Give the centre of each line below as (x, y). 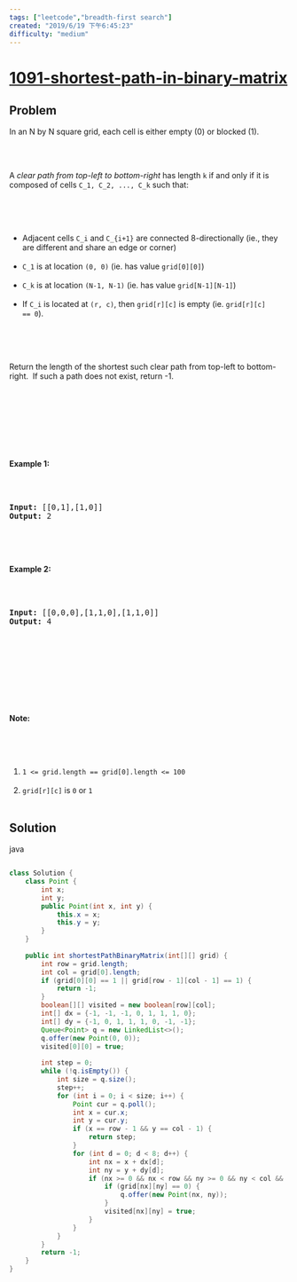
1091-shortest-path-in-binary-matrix (148, 78)
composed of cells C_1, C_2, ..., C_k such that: (99, 185)
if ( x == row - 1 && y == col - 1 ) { (142, 1129)
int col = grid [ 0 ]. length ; (91, 972)
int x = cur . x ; (100, 1113)
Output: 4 (30, 621)
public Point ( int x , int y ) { (97, 906)
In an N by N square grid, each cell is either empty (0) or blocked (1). (134, 132)
